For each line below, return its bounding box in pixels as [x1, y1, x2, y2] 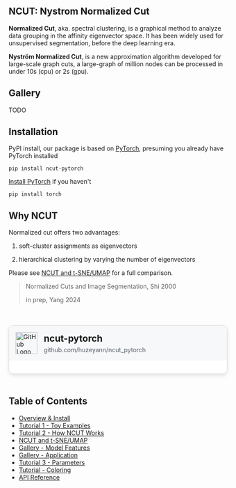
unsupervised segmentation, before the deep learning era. [8, 38, 176, 47]
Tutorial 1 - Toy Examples [18, 421, 91, 430]
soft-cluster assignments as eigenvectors [18, 242, 138, 250]
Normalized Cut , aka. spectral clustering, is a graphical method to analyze [8, 24, 221, 32]
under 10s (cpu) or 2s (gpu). [8, 67, 90, 75]
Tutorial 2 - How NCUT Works [18, 428, 104, 437]
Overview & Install [18, 414, 71, 422]
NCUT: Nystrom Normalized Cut [8, 6, 150, 17]
